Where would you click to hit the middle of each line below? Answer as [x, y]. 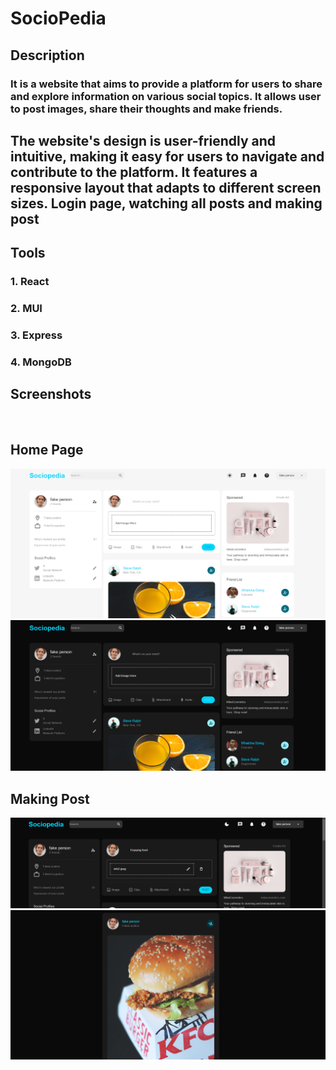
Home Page [47, 450]
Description [47, 55]
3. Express [36, 335]
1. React [30, 282]
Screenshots [51, 394]
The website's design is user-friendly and [143, 140]
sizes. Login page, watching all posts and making [166, 203]
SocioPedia [58, 18]
